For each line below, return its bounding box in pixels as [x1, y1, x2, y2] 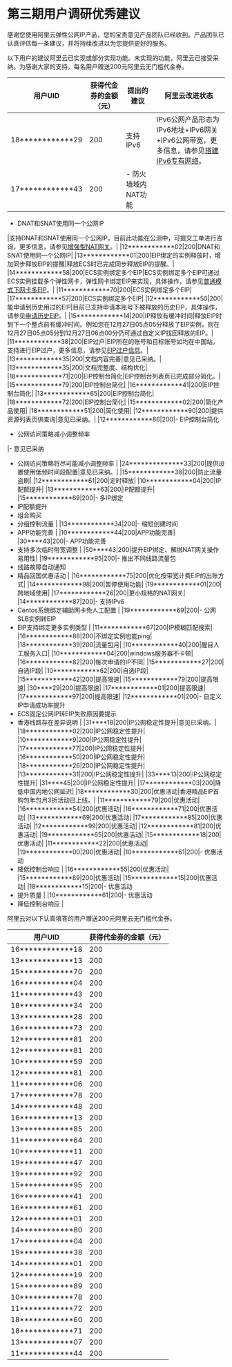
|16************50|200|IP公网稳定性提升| [17, 752, 146, 761]
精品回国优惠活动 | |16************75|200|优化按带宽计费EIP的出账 [17, 571, 219, 580]
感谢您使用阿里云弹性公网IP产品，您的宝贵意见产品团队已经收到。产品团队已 [7, 30, 224, 39]
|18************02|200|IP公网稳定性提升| [17, 727, 146, 735]
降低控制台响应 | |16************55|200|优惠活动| [17, 865, 169, 873]
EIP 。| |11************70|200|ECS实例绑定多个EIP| [37, 285, 192, 294]
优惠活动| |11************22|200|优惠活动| [17, 839, 148, 847]
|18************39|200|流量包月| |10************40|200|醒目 [17, 640, 214, 649]
